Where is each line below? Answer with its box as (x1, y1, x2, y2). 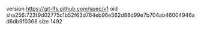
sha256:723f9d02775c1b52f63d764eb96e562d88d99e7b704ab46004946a (6, 11, 195, 19)
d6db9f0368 (6, 18, 38, 25)
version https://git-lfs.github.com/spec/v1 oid (6, 5, 118, 12)
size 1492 (38, 18, 63, 25)
